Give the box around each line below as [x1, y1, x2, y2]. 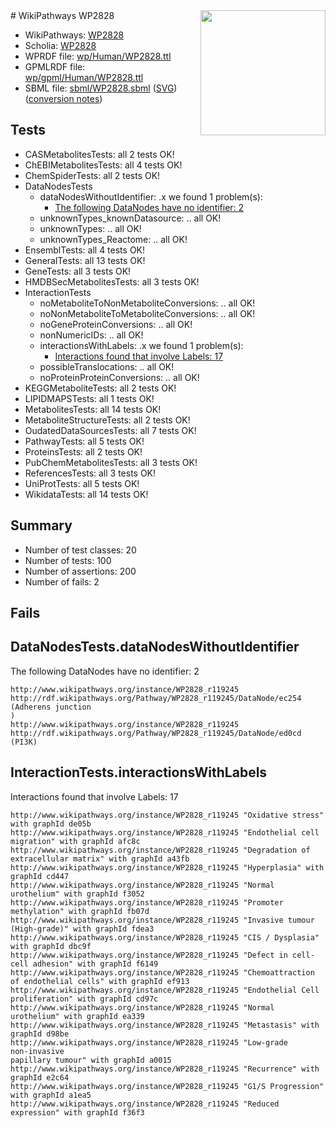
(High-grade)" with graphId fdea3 [10, 924, 155, 934]
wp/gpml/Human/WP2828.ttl [24, 72, 144, 83]
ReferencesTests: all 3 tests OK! [24, 467, 157, 479]
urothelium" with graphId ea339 [10, 1011, 145, 1021]
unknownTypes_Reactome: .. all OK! [39, 233, 188, 245]
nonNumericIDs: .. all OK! [39, 329, 144, 341]
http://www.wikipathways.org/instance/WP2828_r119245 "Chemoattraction [10, 967, 315, 978]
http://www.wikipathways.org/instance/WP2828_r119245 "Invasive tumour [10, 915, 315, 925]
